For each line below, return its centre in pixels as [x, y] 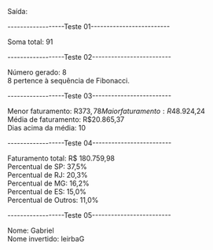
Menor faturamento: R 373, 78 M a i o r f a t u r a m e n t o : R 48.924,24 [106, 111]
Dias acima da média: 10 [47, 128]
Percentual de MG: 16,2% [48, 183]
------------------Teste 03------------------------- [90, 96]
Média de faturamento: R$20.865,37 [66, 119]
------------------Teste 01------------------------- [89, 26]
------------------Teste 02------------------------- [90, 57]
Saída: [18, 11]
